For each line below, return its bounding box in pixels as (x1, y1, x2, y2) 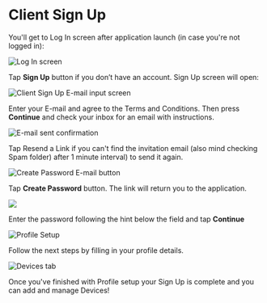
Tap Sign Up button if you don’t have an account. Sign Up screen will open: (8, 72, 259, 82)
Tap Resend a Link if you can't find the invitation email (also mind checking (8, 143, 258, 153)
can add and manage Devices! (8, 285, 110, 295)
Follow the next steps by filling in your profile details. (8, 245, 184, 255)
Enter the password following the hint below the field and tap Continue (8, 214, 245, 224)
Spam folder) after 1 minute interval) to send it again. (8, 152, 184, 162)
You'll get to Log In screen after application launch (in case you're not (8, 32, 240, 42)
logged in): (8, 40, 44, 50)
